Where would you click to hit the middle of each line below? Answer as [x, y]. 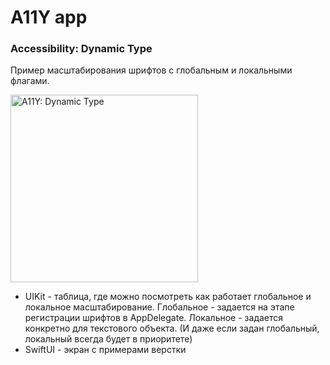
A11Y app [49, 17]
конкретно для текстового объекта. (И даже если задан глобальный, [172, 328]
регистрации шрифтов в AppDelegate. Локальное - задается [154, 318]
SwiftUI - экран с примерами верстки [105, 350]
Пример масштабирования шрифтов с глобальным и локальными [151, 70]
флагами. [30, 81]
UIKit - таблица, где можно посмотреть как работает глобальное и [168, 297]
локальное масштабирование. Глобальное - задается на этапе [159, 307]
